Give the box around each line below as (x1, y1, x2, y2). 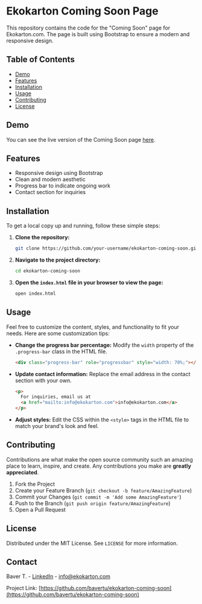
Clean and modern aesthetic (14, 176, 86, 183)
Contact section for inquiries (14, 189, 86, 196)
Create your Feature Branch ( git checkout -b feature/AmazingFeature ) (14, 486, 192, 494)
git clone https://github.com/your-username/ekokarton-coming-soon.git (14, 245, 199, 251)
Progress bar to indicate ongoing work (14, 182, 110, 189)
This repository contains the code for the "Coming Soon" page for (6, 24, 171, 31)
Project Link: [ (6, 585, 41, 592)
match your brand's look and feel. (14, 423, 99, 429)
